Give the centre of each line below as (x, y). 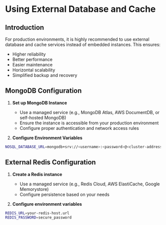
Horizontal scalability (34, 70)
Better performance (32, 59)
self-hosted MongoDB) (43, 117)
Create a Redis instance (37, 174)
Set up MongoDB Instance (40, 103)
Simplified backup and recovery (45, 75)
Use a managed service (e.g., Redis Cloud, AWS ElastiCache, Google (90, 184)
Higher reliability (29, 54)
